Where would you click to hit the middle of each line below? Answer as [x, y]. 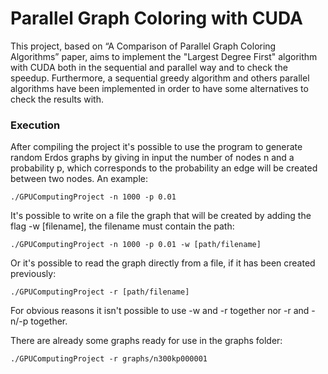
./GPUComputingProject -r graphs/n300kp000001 [109, 359]
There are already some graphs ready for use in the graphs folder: [146, 341]
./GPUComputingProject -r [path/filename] [100, 292]
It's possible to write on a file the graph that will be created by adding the [161, 216]
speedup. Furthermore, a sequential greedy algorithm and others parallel [160, 78]
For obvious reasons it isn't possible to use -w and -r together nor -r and [160, 311]
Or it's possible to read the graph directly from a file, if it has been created [163, 263]
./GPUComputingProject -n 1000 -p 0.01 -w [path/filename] [136, 245]
